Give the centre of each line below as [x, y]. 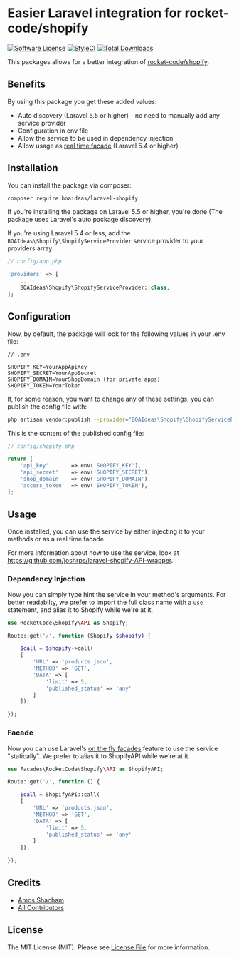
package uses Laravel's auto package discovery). [80, 220]
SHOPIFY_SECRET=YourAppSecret [52, 373]
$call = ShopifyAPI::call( [60, 795]
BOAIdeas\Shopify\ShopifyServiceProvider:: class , [95, 288]
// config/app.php [34, 262]
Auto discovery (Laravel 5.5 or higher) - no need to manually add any [119, 115]
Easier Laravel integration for [95, 13]
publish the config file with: [47, 406]
